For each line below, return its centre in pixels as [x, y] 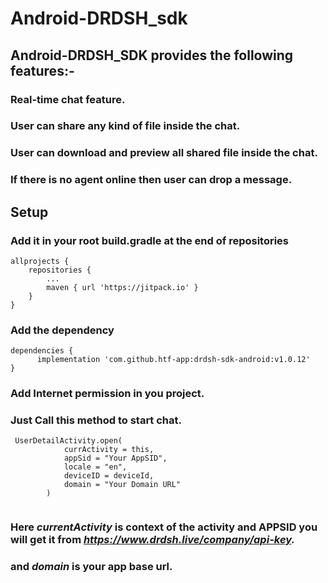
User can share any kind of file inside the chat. [125, 126]
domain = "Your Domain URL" [122, 485]
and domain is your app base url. [91, 567]
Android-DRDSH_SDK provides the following [152, 55]
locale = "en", [95, 467]
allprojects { [40, 261]
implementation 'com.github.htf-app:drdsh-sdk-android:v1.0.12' [173, 360]
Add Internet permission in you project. [107, 394]
